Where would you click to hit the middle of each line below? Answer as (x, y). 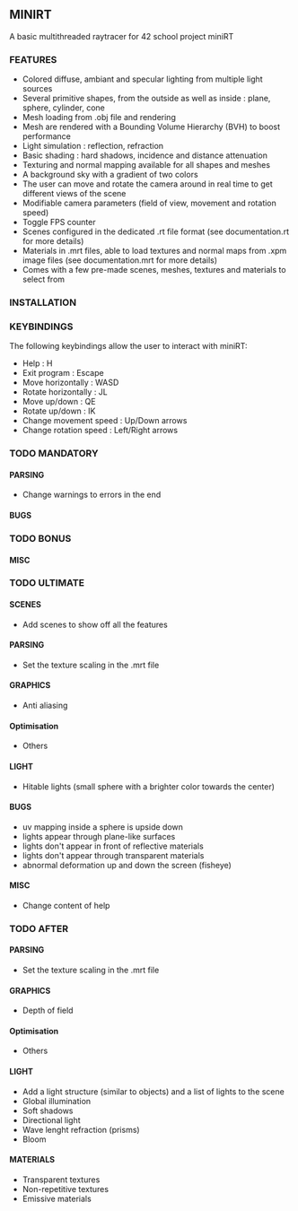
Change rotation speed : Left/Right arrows (100, 431)
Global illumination (57, 1101)
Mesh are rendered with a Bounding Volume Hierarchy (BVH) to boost (151, 127)
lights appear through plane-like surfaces (99, 836)
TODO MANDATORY (54, 454)
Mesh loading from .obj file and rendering (99, 118)
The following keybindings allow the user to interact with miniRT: (129, 346)
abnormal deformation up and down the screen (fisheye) (127, 865)
